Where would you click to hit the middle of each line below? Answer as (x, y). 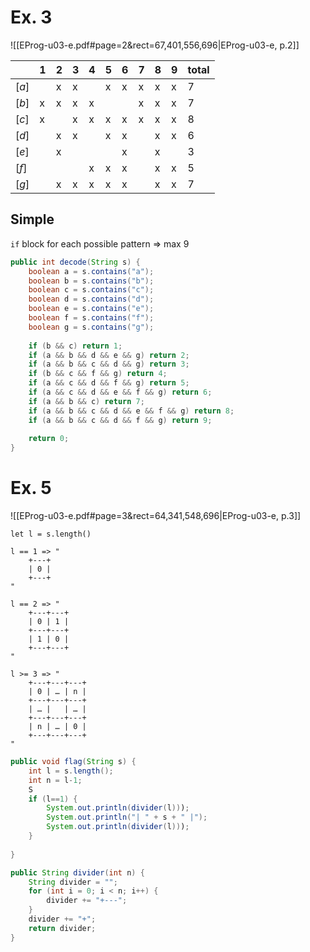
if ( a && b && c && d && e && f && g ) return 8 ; (131, 411)
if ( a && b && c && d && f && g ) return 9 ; (120, 420)
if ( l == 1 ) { (53, 799)
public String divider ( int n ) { (77, 872)
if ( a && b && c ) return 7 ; (86, 401)
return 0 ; (49, 439)
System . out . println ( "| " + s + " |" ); (127, 817)
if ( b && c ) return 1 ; (75, 346)
